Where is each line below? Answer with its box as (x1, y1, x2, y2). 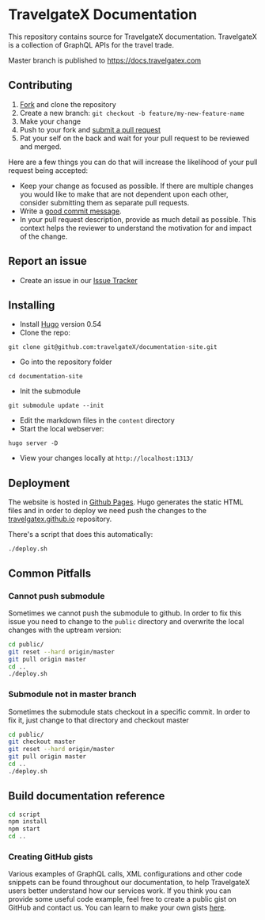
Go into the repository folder (19, 357, 112, 366)
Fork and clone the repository (19, 99, 116, 109)
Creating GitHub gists (8, 851, 93, 862)
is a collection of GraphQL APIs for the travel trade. (8, 40, 175, 49)
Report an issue (8, 255, 87, 268)
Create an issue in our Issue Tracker (19, 275, 138, 285)
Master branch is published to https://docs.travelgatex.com (8, 56, 202, 65)
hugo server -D (8, 439, 59, 447)
